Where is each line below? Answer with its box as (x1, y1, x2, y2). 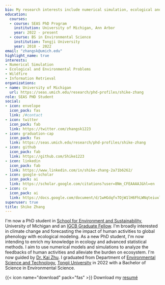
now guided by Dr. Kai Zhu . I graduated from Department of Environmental (5, 254, 156, 260)
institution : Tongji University (14, 39, 80, 44)
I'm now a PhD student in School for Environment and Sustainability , (5, 218, 143, 224)
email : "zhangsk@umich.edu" (5, 48, 63, 53)
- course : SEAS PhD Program (9, 21, 67, 26)
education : (5, 12, 27, 17)
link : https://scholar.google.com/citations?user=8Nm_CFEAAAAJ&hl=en (9, 181, 155, 186)
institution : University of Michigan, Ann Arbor (14, 26, 115, 31)
